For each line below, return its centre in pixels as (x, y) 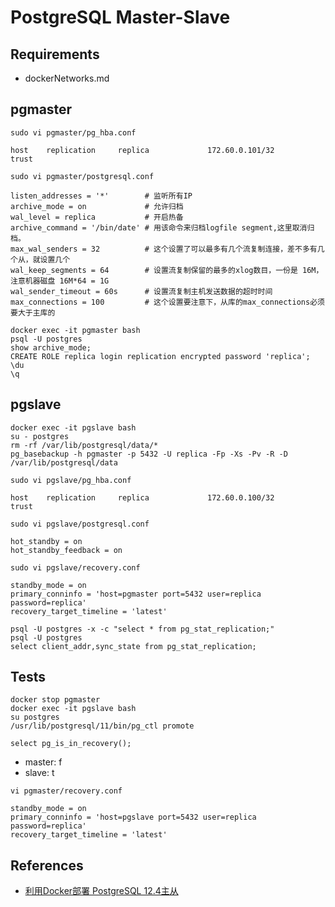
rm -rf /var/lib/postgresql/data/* (84, 445)
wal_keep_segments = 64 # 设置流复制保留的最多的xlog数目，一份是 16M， (167, 270)
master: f (43, 762)
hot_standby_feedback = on (66, 550)
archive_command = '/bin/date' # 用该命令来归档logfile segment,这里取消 (159, 227)
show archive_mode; (51, 347)
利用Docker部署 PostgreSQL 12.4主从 (101, 891)
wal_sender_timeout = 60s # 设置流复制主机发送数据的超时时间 (141, 291)
